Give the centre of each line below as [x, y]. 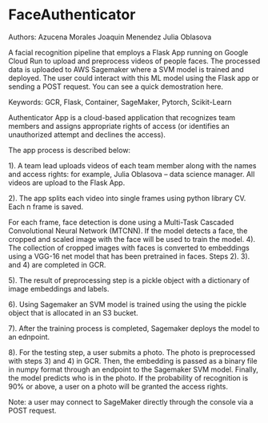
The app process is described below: [69, 150]
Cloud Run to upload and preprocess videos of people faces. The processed [134, 61]
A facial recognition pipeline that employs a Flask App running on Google [128, 52]
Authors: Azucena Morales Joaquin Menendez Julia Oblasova [110, 37]
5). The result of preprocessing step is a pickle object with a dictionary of [129, 280]
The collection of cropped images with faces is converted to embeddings [129, 248]
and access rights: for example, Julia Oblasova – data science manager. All [132, 174]
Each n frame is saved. [46, 207]
